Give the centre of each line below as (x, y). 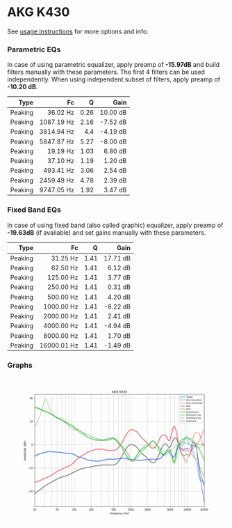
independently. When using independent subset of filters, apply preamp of (114, 79)
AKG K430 (39, 12)
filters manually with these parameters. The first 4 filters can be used (106, 72)
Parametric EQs (34, 49)
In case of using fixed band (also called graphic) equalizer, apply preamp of (115, 225)
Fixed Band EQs (34, 210)
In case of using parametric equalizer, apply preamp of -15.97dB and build (114, 65)
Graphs (20, 365)
